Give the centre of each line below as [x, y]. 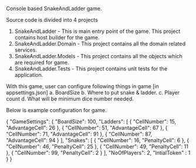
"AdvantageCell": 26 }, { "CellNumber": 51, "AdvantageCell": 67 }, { [87, 128]
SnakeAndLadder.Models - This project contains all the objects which [99, 56]
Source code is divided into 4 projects [52, 20]
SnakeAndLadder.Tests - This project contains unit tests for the [91, 69]
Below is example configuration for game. [56, 110]
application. [29, 75]
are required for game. [42, 62]
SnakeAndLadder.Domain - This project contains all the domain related [100, 44]
